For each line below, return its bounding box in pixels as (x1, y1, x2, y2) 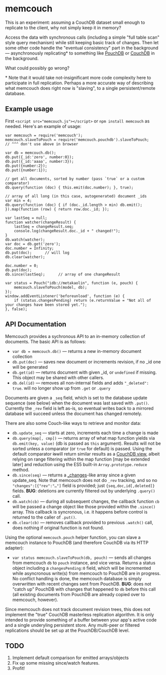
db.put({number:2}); (5, 163, 48, 168)
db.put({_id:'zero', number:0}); (5, 154, 74, 159)
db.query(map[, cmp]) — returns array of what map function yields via (12, 435, 155, 441)
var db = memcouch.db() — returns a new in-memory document (12, 348, 142, 354)
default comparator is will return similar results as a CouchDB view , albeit (12, 451, 160, 457)
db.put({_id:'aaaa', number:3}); (5, 159, 74, 164)
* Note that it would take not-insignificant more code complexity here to (5, 74, 152, 80)
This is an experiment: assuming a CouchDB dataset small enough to (5, 19, 145, 25)
